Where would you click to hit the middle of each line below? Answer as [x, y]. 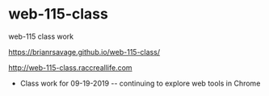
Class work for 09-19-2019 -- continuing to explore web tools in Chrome [140, 83]
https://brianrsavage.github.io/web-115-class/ [84, 52]
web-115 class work [41, 36]
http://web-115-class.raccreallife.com [70, 67]
